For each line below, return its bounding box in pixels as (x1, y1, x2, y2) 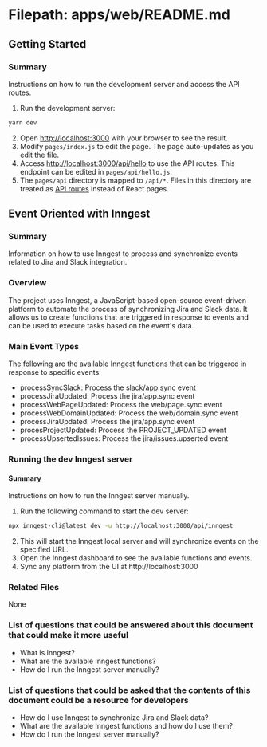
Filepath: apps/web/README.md (8, 6, 231, 24)
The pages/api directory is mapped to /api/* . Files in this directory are (19, 175, 252, 185)
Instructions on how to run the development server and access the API (8, 79, 240, 88)
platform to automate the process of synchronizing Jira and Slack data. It (8, 304, 248, 313)
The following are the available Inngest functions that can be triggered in (8, 359, 247, 368)
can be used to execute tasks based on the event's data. (8, 320, 194, 330)
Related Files (8, 581, 60, 592)
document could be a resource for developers (8, 694, 189, 706)
